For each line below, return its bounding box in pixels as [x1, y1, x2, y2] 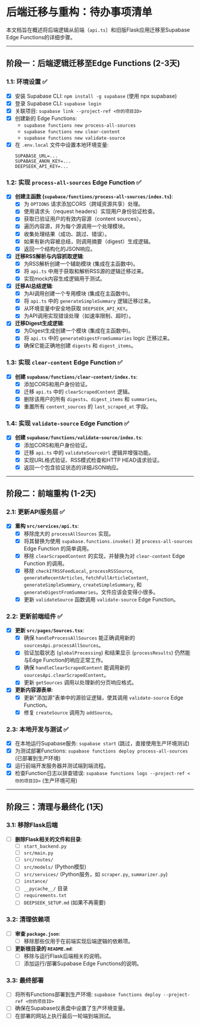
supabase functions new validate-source [23, 135, 126, 141]
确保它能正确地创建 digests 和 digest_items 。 [23, 342, 137, 349]
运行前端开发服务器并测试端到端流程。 [14, 762, 109, 769]
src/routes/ [23, 857, 54, 863]
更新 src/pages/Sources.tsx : [14, 627, 85, 634]
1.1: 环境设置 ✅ [6, 78, 48, 86]
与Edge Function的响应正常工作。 [23, 657, 107, 664]
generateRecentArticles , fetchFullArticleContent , [23, 573, 149, 581]
